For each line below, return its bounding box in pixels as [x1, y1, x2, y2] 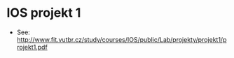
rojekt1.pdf [16, 43, 48, 51]
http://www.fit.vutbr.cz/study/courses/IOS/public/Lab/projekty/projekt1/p [16, 35, 227, 43]
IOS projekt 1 [6, 5, 81, 21]
